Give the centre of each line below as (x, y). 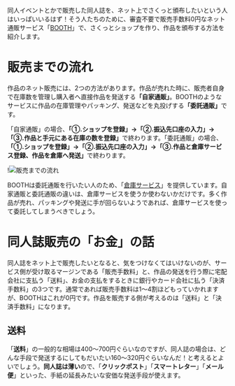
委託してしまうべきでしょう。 (56, 211)
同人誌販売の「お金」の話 (81, 242)
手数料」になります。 (44, 306)
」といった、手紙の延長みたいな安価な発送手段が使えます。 (99, 375)
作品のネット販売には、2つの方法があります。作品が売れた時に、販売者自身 (116, 88)
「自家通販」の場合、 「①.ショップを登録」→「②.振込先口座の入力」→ (111, 129)
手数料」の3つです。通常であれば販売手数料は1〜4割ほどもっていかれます (113, 289)
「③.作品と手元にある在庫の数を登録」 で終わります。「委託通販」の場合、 (115, 138)
